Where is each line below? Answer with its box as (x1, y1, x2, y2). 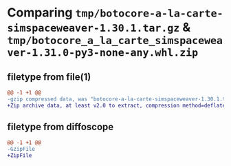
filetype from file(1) (7, 71, 91, 83)
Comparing (7, 5, 73, 21)
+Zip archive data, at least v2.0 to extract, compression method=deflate (7, 102, 226, 109)
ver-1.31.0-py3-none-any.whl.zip (7, 46, 199, 59)
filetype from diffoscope (7, 121, 114, 133)
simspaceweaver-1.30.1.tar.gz (7, 22, 180, 35)
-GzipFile (7, 146, 36, 153)
